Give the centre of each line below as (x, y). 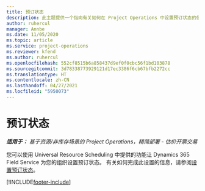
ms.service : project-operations (47, 46)
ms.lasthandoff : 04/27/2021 (42, 86)
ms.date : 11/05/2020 (33, 35)
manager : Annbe (26, 29)
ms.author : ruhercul (33, 57)
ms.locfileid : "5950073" (38, 92)
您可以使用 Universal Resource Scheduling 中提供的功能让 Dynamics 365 (98, 154)
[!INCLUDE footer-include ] (39, 182)
